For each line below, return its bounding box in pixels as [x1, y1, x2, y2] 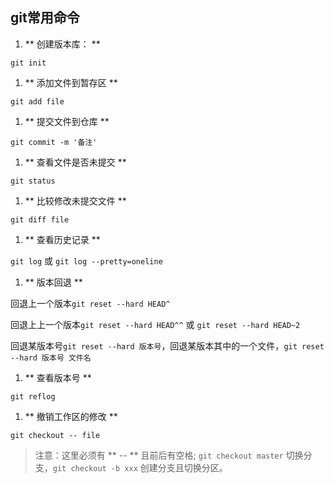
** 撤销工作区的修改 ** [24, 410, 118, 422]
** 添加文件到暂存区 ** [24, 76, 118, 88]
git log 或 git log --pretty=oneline [10, 254, 163, 267]
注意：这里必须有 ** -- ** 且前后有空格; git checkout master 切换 [34, 449, 304, 461]
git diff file [10, 214, 70, 225]
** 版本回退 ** [24, 276, 83, 288]
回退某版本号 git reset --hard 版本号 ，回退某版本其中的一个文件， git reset [10, 339, 325, 352]
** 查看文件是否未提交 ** [24, 156, 127, 168]
